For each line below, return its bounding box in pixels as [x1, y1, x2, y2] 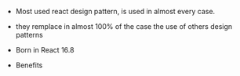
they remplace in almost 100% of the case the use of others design [15, 22, 233, 31]
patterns [15, 31, 43, 39]
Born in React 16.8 [15, 45, 75, 54]
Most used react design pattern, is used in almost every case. [15, 7, 216, 16]
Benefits [15, 60, 43, 70]
